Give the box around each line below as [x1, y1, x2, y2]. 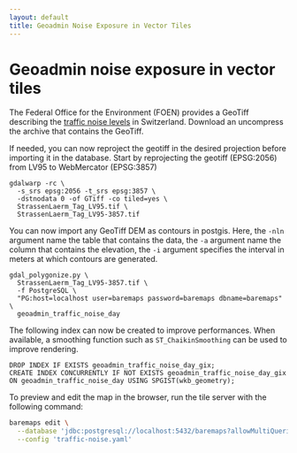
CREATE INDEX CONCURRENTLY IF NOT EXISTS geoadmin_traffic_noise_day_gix [9, 369, 287, 378]
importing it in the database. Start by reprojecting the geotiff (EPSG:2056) [9, 152, 278, 164]
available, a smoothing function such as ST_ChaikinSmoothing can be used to [9, 334, 287, 345]
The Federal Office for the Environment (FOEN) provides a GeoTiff [9, 107, 249, 118]
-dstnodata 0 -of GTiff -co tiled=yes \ [17, 195, 168, 203]
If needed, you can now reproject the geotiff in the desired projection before [9, 143, 287, 154]
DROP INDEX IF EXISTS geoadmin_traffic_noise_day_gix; [9, 361, 216, 370]
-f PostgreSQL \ [17, 287, 77, 296]
